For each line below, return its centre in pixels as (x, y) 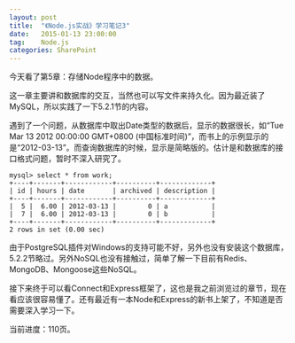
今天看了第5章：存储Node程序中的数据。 (83, 77)
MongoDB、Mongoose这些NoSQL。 (75, 269)
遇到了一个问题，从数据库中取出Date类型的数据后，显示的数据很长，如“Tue (147, 126)
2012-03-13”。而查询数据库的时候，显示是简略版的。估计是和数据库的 (148, 148)
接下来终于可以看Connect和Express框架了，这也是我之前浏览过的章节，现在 (148, 288)
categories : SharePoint (53, 51)
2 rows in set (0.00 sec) (57, 230)
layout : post (33, 17)
